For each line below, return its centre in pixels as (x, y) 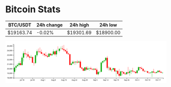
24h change (50, 25)
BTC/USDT (20, 25)
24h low (108, 25)
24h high (79, 25)
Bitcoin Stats (33, 9)
